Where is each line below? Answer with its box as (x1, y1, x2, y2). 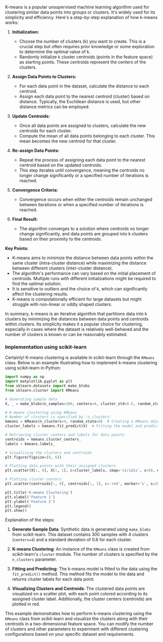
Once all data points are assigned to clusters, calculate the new (19, 123, 147, 128)
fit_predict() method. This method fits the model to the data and (12, 571, 145, 577)
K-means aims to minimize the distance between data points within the (12, 255, 154, 261)
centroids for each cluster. (19, 128, 72, 133)
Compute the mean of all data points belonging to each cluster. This (19, 133, 155, 139)
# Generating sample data (5, 396, 57, 402)
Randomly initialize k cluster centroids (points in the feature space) (19, 54, 153, 60)
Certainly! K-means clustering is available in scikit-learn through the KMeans (5, 355, 155, 360)
